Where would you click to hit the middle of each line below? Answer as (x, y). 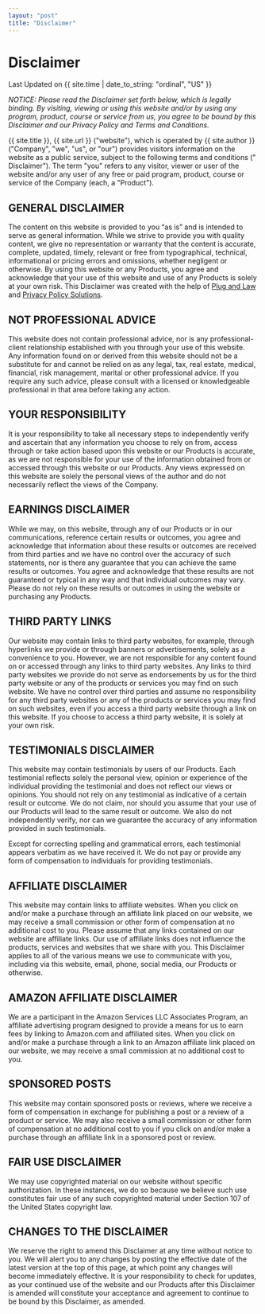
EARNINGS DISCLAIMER (69, 510)
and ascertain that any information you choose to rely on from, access (123, 442)
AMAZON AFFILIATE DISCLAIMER (93, 998)
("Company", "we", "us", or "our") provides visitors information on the (122, 149)
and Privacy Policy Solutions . (56, 294)
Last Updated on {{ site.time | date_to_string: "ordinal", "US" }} (110, 84)
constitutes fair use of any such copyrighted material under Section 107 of (129, 1198)
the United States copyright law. (61, 1207)
